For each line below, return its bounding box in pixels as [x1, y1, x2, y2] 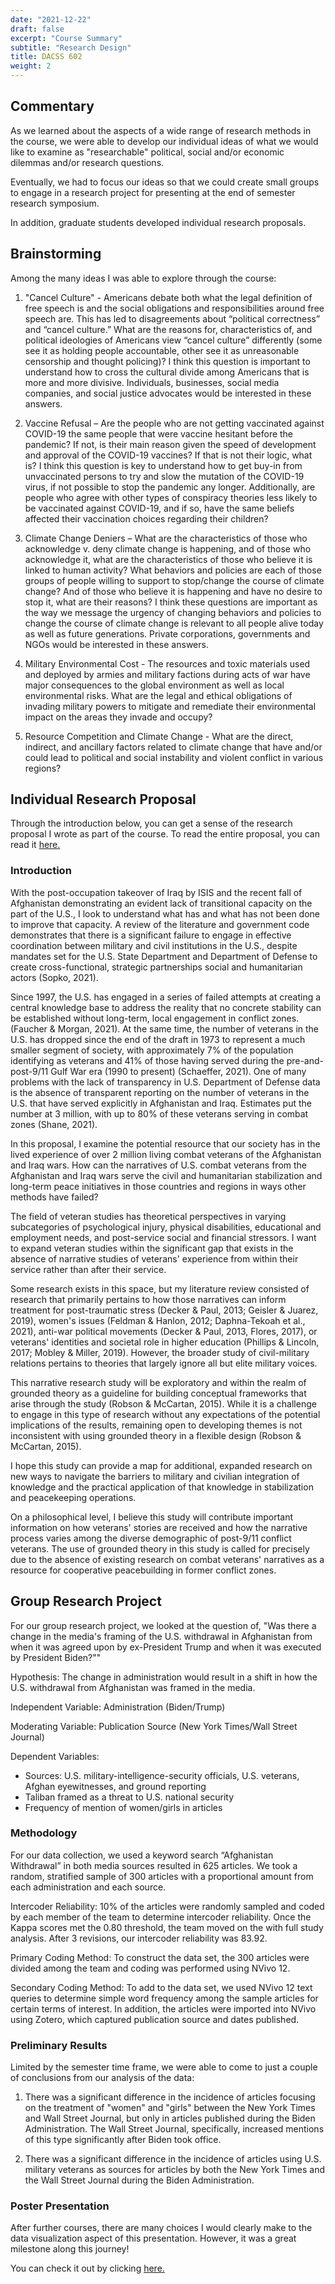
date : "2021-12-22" [10, 14, 92, 25]
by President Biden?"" [10, 1651, 102, 1663]
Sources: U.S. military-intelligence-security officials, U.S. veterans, [24, 1769, 300, 1781]
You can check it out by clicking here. [10, 2262, 165, 2275]
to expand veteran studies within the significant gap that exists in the [10, 1242, 294, 1254]
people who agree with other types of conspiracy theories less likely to [24, 491, 318, 503]
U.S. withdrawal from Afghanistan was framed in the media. [10, 1681, 256, 1693]
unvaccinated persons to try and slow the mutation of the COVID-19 [24, 470, 305, 482]
